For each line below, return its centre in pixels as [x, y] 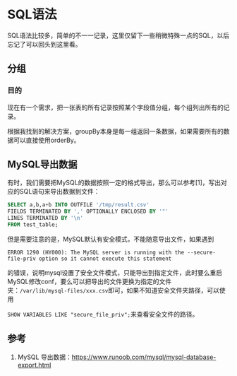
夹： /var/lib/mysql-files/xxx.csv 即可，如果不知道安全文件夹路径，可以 [114, 290]
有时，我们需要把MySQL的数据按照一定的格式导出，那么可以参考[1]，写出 [114, 183]
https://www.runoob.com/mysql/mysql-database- [144, 357]
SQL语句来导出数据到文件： [60, 192]
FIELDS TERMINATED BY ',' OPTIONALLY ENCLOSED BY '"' [88, 212]
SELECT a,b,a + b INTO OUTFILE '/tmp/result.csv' [79, 205]
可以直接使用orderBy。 [47, 140]
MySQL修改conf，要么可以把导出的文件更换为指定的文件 [90, 281]
